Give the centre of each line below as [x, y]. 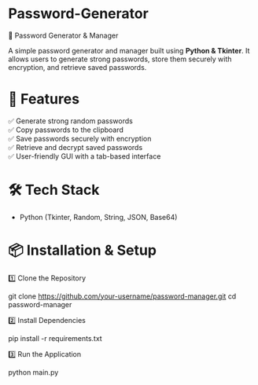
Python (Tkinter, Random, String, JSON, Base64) [98, 217]
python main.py [33, 372]
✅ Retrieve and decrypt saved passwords [76, 147]
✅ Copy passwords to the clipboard [66, 130]
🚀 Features [44, 99]
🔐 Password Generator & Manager [63, 35]
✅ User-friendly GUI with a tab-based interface [85, 156]
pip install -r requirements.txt [55, 338]
